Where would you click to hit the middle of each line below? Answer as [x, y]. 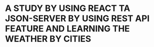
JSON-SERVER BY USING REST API [77, 18]
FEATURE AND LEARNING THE [67, 29]
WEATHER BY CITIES [48, 39]
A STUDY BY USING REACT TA [68, 8]
